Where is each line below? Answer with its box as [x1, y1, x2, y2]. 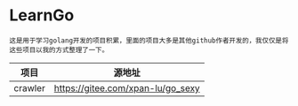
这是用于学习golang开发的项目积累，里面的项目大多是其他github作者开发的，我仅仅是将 [9, 36, 289, 45]
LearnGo [9, 5, 75, 26]
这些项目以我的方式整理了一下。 [9, 45, 109, 54]
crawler [13, 81, 46, 94]
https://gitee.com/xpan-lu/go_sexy [53, 81, 200, 94]
